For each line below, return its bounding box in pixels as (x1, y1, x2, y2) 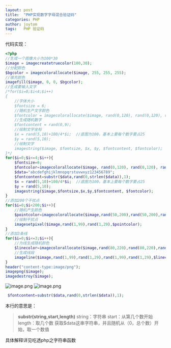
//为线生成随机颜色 (14, 240, 50, 246)
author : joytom (5, 21, 38, 27)
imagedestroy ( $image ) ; (5, 274, 53, 279)
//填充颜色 (5, 75, 25, 80)
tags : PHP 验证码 (5, 26, 44, 32)
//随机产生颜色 (14, 207, 42, 212)
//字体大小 (14, 98, 35, 103)
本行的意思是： (5, 303, 37, 309)
